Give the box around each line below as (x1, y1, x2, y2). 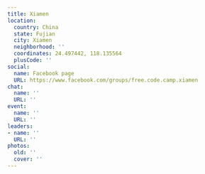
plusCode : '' (13, 57, 52, 64)
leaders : (7, 122, 33, 130)
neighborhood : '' (13, 43, 65, 50)
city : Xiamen (13, 37, 52, 44)
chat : (7, 83, 23, 90)
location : (7, 17, 37, 24)
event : (7, 103, 27, 110)
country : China (13, 23, 59, 31)
